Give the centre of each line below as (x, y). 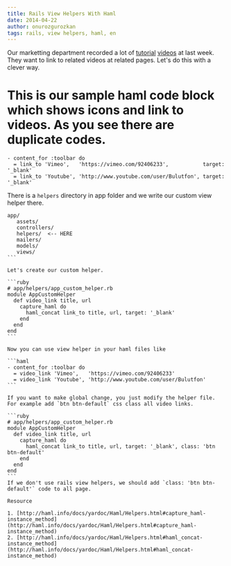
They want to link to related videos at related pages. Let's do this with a (109, 60)
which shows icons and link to (95, 110)
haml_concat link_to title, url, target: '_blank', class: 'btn (120, 447)
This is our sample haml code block (111, 95)
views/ (26, 252)
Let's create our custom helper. (55, 270)
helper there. (26, 203)
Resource (20, 501)
